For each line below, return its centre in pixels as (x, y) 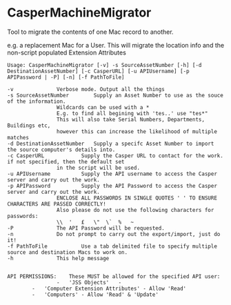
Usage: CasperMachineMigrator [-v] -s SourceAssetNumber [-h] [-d (104, 65)
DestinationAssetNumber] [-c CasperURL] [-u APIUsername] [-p (98, 71)
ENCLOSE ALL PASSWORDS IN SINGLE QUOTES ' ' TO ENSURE (137, 198)
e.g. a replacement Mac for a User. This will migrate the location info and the (116, 45)
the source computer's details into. (61, 150)
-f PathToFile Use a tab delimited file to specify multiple (112, 246)
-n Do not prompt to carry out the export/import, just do (114, 234)
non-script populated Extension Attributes (67, 52)
